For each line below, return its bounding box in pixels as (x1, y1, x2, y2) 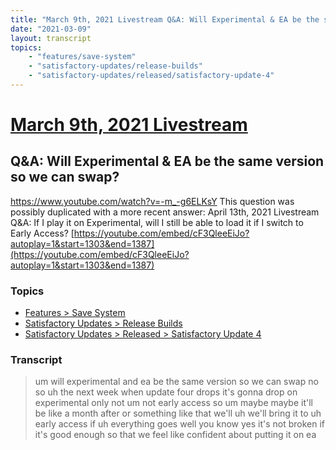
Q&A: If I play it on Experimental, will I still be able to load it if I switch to (10, 216, 304, 228)
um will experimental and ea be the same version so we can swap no (34, 376, 319, 388)
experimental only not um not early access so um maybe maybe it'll (34, 397, 313, 409)
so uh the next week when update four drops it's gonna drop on (34, 386, 298, 398)
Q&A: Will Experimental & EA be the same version (10, 153, 325, 170)
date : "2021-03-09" (10, 24, 92, 34)
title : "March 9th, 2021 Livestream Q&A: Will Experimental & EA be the (10, 14, 320, 25)
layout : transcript (10, 33, 92, 43)
